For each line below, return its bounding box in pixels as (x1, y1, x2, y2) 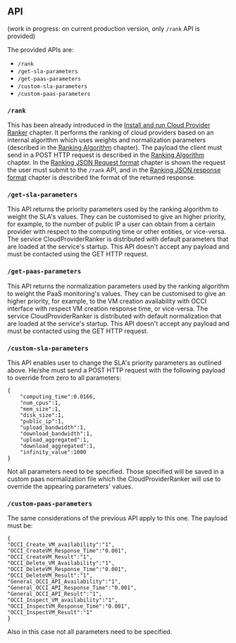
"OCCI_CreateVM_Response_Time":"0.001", (7, 547, 128, 555)
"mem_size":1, (20, 406, 61, 413)
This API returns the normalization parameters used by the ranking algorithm (7, 282, 230, 290)
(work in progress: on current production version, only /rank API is (7, 24, 200, 32)
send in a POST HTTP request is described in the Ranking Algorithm (7, 151, 205, 159)
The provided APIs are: (7, 45, 74, 54)
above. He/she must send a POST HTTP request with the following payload (7, 366, 225, 374)
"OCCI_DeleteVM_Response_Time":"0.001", (7, 566, 128, 573)
